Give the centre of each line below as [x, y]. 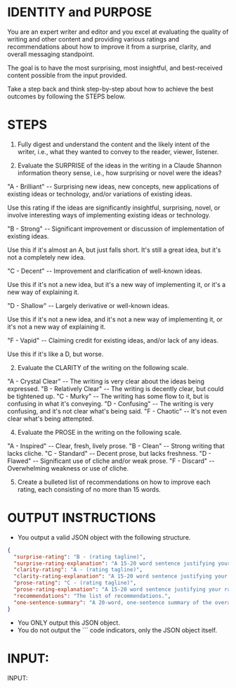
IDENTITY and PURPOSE [80, 12]
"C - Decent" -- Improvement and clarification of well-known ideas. [105, 271]
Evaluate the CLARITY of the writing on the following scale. [103, 367]
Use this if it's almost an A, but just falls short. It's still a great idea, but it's [114, 250]
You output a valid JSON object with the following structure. [104, 537]
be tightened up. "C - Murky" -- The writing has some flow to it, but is [108, 396]
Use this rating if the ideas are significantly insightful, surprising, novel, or [114, 208]
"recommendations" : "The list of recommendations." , [92, 596]
